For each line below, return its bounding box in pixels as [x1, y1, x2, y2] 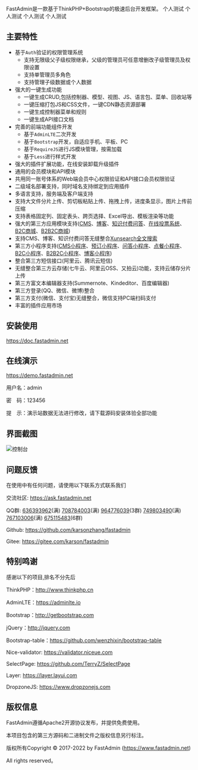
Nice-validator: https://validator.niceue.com [6, 649, 113, 656]
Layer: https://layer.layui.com [6, 672, 77, 679]
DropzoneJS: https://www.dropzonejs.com [6, 683, 111, 690]
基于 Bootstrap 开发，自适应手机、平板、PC [23, 138, 128, 145]
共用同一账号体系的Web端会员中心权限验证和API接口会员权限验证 [14, 175, 175, 182]
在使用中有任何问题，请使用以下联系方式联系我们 [6, 482, 126, 489]
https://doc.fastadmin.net [6, 337, 68, 344]
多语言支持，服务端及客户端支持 [14, 190, 93, 197]
